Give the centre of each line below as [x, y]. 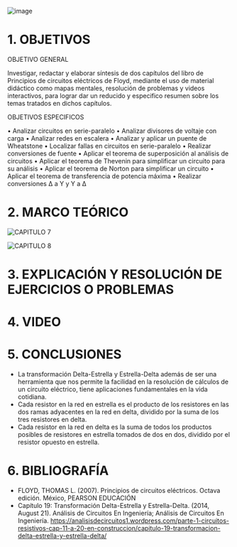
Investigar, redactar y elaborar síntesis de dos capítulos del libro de [105, 73]
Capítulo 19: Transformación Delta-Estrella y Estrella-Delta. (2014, [114, 506]
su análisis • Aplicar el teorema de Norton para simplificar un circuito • [111, 168]
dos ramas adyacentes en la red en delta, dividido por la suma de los [118, 412]
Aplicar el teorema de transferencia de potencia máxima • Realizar [104, 176]
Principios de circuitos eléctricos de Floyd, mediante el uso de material [111, 80]
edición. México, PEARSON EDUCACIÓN [77, 498]
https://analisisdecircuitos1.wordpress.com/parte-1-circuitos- [140, 521]
